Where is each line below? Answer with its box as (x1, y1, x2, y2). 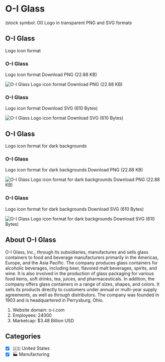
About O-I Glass (5, 236, 56, 244)
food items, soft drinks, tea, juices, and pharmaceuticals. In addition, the (5, 276, 155, 282)
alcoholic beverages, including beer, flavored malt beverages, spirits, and (5, 265, 157, 271)
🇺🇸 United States (12, 345, 50, 351)
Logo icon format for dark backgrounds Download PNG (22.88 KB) (5, 167, 143, 173)
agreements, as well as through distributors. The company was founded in (5, 292, 159, 298)
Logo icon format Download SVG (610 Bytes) (5, 105, 98, 111)
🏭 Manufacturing (12, 351, 50, 357)
